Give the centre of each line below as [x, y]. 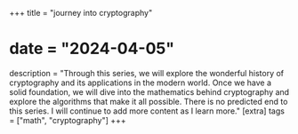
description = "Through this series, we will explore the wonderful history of [147, 73]
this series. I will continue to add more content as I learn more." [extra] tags [147, 111]
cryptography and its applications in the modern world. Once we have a [141, 83]
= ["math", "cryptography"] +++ [68, 120]
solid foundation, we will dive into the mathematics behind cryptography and [149, 91]
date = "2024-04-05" [92, 49]
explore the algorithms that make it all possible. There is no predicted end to [149, 101]
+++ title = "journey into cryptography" [81, 13]
